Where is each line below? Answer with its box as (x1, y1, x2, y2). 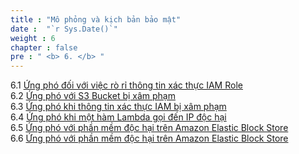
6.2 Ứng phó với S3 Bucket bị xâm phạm (10, 90, 176, 102)
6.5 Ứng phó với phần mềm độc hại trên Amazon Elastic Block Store (10, 122, 289, 134)
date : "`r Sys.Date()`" (10, 24, 118, 34)
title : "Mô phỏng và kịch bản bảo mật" (10, 14, 182, 25)
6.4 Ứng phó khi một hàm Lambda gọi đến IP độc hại (10, 111, 227, 123)
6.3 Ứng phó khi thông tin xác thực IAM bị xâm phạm (10, 101, 227, 113)
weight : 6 (10, 33, 56, 43)
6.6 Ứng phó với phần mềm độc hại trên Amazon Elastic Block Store (10, 132, 289, 145)
